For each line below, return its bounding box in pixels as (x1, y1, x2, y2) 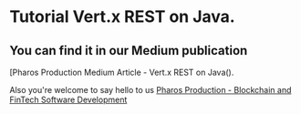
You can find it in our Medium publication (9, 43, 248, 58)
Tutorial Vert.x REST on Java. (9, 6, 235, 27)
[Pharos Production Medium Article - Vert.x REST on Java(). (9, 67, 234, 78)
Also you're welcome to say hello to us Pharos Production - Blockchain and (9, 85, 292, 95)
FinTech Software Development (9, 94, 128, 105)
